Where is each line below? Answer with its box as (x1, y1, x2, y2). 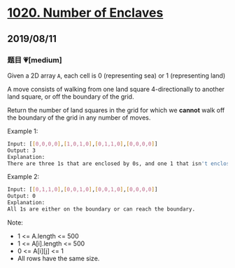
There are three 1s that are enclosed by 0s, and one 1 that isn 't (7, 160, 208, 167)
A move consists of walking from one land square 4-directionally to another (7, 85, 225, 93)
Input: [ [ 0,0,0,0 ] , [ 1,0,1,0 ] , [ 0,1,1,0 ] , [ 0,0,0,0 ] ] (7, 140, 158, 148)
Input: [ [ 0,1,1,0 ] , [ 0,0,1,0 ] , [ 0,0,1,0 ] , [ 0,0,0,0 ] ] (7, 186, 158, 193)
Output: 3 (7, 147, 36, 154)
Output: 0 (7, 192, 36, 200)
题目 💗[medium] (7, 55, 62, 64)
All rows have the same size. (17, 254, 100, 262)
